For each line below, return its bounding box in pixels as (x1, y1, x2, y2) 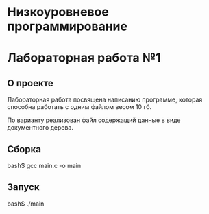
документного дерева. (7, 123, 74, 132)
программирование (7, 19, 128, 34)
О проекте (7, 77, 53, 89)
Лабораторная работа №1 (7, 50, 161, 66)
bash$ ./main (7, 200, 45, 208)
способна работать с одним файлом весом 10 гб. (7, 103, 152, 111)
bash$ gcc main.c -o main (7, 162, 81, 169)
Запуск (7, 181, 40, 193)
